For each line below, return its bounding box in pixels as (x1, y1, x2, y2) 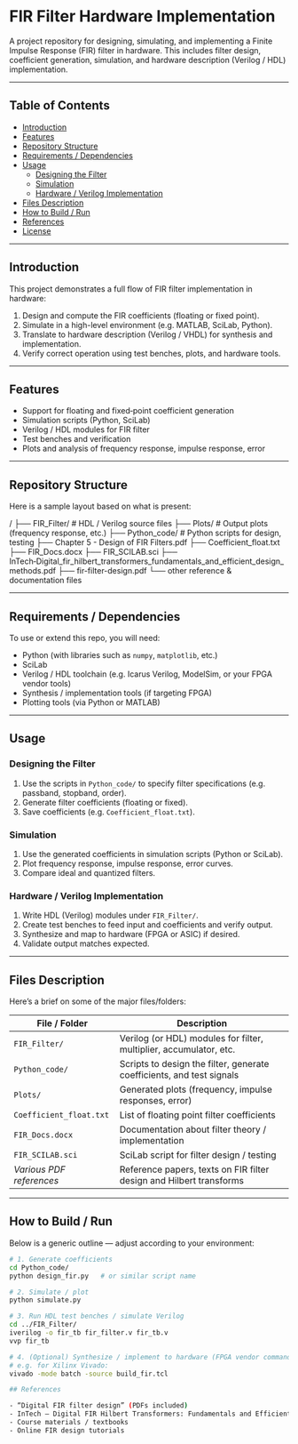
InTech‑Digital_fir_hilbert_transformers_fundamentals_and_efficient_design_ (9, 556, 285, 566)
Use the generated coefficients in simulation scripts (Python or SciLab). (21, 848, 284, 859)
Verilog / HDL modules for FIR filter (21, 424, 151, 435)
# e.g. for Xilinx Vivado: (9, 1360, 109, 1370)
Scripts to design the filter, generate (119, 1058, 270, 1071)
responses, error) (119, 1095, 192, 1107)
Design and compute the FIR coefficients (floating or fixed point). (21, 309, 260, 321)
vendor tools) (21, 678, 72, 688)
